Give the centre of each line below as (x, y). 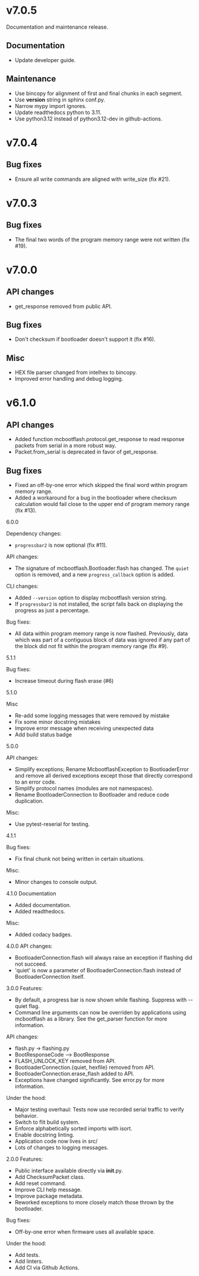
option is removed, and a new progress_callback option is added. (95, 574)
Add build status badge (43, 734)
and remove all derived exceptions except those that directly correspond (104, 776)
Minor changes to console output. (56, 882)
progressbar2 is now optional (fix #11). (61, 545)
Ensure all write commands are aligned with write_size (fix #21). (92, 179)
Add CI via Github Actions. (47, 1268)
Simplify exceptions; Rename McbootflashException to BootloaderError (102, 769)
